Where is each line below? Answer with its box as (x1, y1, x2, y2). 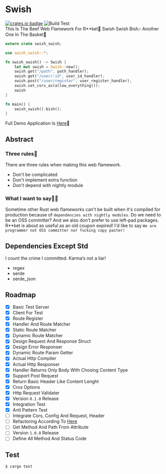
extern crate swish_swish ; (5, 41, 62, 46)
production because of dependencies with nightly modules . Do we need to (5, 212, 161, 218)
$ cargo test (5, 464, 33, 469)
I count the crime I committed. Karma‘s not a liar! (5, 255, 106, 262)
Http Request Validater (12, 389, 60, 396)
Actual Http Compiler (12, 355, 57, 361)
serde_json (12, 276, 36, 282)
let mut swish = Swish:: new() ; (14, 64, 80, 69)
